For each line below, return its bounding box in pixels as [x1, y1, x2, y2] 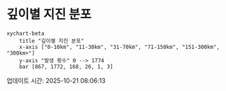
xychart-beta [6, 29, 45, 37]
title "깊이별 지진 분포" [19, 37, 85, 44]
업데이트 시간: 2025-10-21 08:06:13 [6, 76, 106, 85]
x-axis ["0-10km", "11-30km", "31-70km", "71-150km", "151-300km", [19, 43, 220, 50]
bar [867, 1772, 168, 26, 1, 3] [19, 63, 113, 70]
